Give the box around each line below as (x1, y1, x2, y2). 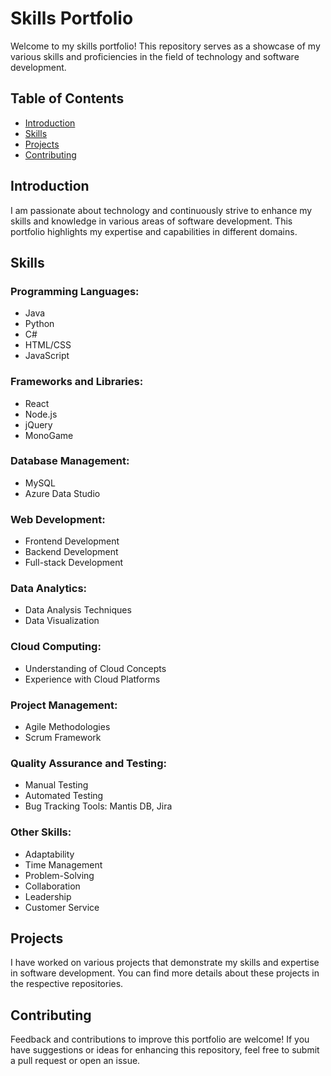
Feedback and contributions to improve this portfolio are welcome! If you (10, 1033, 310, 1046)
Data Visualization (24, 615, 100, 627)
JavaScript (24, 350, 70, 362)
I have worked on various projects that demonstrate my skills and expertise (10, 957, 320, 969)
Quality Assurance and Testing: (10, 756, 168, 770)
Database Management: (10, 454, 130, 468)
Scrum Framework (24, 732, 102, 744)
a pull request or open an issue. (10, 1055, 141, 1067)
